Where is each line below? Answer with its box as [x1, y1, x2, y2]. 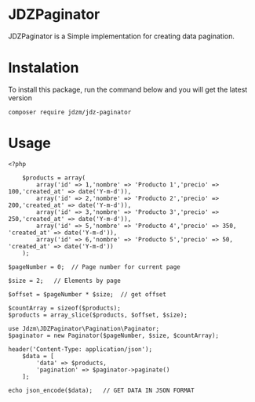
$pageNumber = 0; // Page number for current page [8, 263, 180, 271]
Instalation [8, 59, 79, 77]
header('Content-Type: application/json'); [8, 345, 153, 353]
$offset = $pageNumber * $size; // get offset [8, 290, 167, 299]
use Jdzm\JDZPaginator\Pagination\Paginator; [8, 324, 159, 332]
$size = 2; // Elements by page [8, 277, 122, 284]
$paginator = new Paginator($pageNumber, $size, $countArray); [8, 331, 220, 339]
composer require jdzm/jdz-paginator [8, 108, 132, 116]
